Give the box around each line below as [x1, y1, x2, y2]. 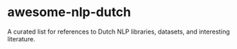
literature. [7, 34, 35, 43]
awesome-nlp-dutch [7, 4, 132, 20]
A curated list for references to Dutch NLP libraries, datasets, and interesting [7, 27, 230, 36]
